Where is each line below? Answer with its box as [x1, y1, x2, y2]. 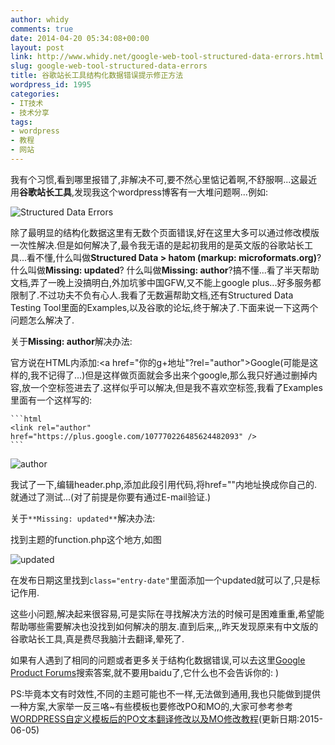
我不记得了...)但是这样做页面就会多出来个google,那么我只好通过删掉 [30, 369, 309, 381]
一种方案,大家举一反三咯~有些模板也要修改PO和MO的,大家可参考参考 [10, 700, 294, 712]
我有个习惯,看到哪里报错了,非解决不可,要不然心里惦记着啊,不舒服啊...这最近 [10, 173, 318, 185]
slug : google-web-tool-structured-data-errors [10, 61, 208, 71]
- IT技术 [10, 98, 44, 108]
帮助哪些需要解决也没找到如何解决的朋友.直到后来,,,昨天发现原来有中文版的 [10, 620, 319, 632]
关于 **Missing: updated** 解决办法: [10, 512, 156, 524]
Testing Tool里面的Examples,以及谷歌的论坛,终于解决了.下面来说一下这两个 [10, 301, 319, 313]
